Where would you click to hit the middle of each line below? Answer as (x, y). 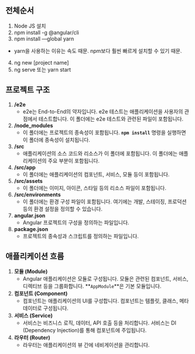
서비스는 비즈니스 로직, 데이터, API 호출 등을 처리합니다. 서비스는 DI (100, 323)
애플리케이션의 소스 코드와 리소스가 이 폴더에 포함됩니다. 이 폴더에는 (100, 153)
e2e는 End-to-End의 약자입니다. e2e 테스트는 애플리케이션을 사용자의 (103, 111)
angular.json (30, 215)
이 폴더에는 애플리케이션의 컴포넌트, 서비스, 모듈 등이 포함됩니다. (96, 174)
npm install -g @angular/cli (47, 32)
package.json (31, 229)
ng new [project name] (41, 62)
